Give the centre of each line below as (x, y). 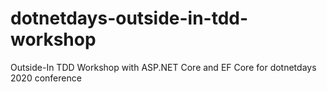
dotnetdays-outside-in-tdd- (129, 18)
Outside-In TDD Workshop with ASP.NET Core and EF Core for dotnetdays (163, 67)
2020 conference (46, 78)
